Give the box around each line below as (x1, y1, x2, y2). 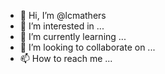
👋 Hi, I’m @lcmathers (19, 10, 107, 21)
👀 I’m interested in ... (19, 20, 105, 32)
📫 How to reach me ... (19, 53, 113, 64)
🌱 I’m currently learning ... (19, 31, 127, 42)
